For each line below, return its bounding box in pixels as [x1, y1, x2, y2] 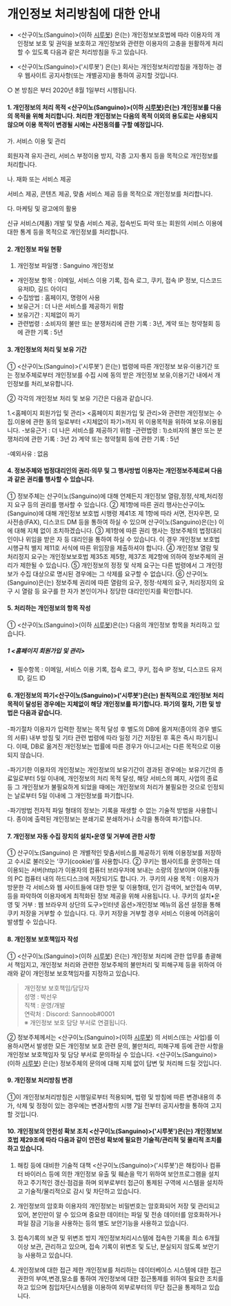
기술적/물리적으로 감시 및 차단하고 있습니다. [24, 1187, 141, 1195]
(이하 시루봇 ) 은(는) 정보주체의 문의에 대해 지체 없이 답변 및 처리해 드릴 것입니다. [7, 1059, 222, 1067]
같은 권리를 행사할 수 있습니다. [14, 475, 94, 484]
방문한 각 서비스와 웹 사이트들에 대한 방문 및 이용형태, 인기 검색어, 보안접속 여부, [7, 883, 222, 892]
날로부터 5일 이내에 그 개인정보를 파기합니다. [14, 791, 134, 800]
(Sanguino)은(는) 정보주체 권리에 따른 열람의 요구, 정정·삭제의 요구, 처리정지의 [7, 578, 217, 587]
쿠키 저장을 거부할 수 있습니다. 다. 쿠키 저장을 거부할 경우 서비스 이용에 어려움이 [7, 909, 221, 917]
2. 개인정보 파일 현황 [7, 245, 62, 253]
